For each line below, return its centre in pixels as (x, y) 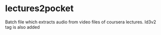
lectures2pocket (39, 9)
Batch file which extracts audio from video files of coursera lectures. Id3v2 (80, 22)
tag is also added (23, 27)
